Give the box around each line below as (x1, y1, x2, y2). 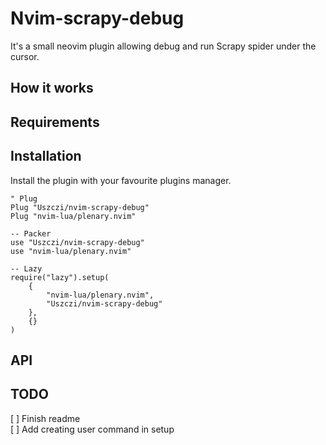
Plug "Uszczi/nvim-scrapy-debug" (10, 202, 150, 212)
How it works (10, 80, 94, 97)
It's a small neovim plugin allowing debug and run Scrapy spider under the (10, 40, 317, 52)
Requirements (10, 113, 100, 131)
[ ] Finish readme (10, 412, 81, 424)
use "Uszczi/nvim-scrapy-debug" (10, 237, 145, 247)
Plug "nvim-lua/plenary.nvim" (10, 211, 137, 221)
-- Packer (10, 228, 52, 239)
